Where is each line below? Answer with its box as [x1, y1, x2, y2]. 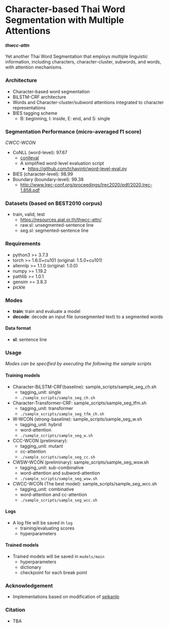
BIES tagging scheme [12, 110, 58, 116]
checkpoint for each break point [20, 569, 88, 575]
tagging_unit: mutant [20, 443, 63, 449]
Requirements [5, 240, 41, 247]
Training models [5, 372, 40, 378]
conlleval [20, 155, 39, 161]
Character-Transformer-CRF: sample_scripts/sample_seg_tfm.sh [12, 400, 147, 406]
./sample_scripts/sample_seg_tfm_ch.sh [20, 411, 105, 416]
